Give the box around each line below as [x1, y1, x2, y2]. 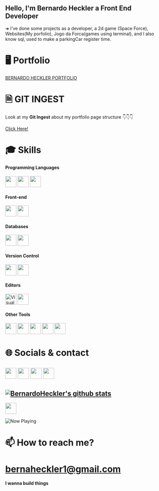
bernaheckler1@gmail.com [5, 463, 121, 475]
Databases [5, 223, 29, 229]
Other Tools [5, 311, 31, 317]
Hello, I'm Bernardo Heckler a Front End [5, 4, 132, 13]
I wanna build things [5, 480, 49, 486]
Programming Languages [5, 165, 60, 171]
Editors [5, 282, 21, 288]
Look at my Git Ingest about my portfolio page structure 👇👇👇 [5, 114, 133, 120]
